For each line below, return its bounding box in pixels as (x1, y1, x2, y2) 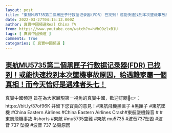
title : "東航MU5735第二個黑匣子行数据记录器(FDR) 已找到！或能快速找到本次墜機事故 (5, 12, 165, 17)
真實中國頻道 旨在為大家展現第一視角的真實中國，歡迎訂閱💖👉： (5, 95, 141, 101)
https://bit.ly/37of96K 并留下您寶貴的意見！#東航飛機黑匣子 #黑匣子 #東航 (5, 103, 161, 109)
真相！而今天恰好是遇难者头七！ (5, 80, 106, 89)
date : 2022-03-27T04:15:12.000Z (5, 17, 74, 22)
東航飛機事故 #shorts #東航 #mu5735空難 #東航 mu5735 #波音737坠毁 (5, 116, 155, 122)
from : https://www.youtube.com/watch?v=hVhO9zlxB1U (5, 27, 118, 32)
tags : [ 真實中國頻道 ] (5, 31, 51, 36)
